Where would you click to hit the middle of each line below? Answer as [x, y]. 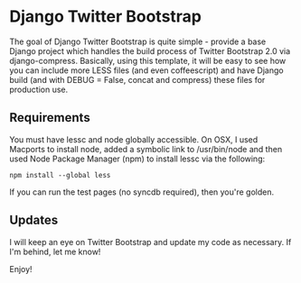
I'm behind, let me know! [55, 251]
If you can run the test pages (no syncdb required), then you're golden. [142, 192]
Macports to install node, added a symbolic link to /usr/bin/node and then [146, 149]
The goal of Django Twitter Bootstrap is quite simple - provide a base [138, 41]
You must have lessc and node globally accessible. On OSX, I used [134, 139]
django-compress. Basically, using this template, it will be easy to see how [148, 60]
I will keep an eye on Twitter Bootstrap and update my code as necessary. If [150, 242]
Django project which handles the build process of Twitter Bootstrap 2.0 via [150, 50]
